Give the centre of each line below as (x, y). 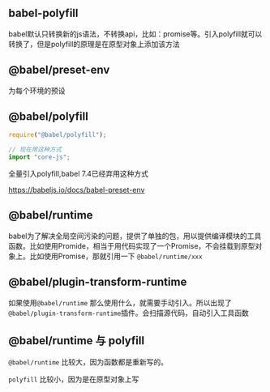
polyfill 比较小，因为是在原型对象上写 (74, 379)
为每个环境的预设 (37, 90)
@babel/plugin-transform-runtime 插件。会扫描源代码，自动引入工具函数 (129, 313)
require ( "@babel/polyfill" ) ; (58, 135)
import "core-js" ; (39, 157)
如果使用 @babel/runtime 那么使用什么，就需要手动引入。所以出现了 (120, 302)
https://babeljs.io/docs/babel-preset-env (77, 190)
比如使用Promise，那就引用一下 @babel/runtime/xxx (116, 256)
